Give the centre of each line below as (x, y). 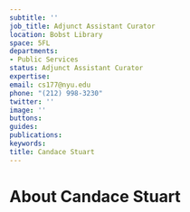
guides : (24, 127)
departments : (34, 51)
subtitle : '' (34, 18)
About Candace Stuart (95, 196)
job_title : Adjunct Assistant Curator (82, 26)
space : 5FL (30, 43)
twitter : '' (32, 101)
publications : (36, 135)
